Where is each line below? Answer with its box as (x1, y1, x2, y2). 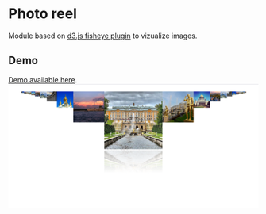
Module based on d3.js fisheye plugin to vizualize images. (8, 31, 198, 40)
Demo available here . (8, 75, 78, 84)
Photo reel (8, 5, 78, 23)
